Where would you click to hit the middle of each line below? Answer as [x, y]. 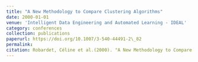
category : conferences [34, 28]
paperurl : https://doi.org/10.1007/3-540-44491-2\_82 [74, 39]
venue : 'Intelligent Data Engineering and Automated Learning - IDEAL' [96, 22]
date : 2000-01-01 [28, 17]
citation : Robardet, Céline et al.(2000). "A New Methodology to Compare [99, 50]
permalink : [20, 45]
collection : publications [38, 34]
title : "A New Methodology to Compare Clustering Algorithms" [84, 12]
